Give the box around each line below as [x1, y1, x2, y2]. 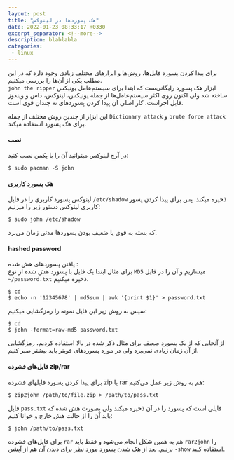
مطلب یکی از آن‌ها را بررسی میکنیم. [8, 76, 102, 84]
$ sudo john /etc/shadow [8, 216, 81, 223]
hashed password [8, 244, 62, 252]
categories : [8, 43, 43, 50]
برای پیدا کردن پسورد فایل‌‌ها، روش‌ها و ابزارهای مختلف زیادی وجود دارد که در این [8, 68, 218, 77]
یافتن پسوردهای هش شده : [8, 260, 79, 269]
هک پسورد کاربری [8, 180, 54, 188]
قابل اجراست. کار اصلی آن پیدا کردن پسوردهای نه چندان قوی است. [8, 98, 184, 107]
